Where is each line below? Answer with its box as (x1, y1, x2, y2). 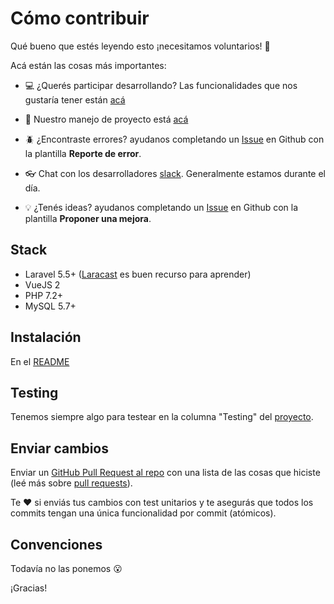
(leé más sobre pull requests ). (10, 477, 133, 489)
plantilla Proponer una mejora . (24, 212, 152, 224)
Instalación (10, 329, 82, 346)
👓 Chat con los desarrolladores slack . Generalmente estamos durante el (24, 167, 326, 179)
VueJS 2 (24, 278, 61, 291)
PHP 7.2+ (24, 289, 64, 301)
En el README (10, 355, 70, 367)
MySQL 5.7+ (24, 300, 77, 312)
